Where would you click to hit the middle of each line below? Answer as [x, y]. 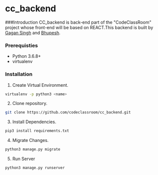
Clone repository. [30, 104]
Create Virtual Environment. [40, 85]
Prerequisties [22, 45]
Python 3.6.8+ [27, 56]
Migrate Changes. [30, 140]
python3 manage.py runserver [35, 168]
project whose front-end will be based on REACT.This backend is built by [79, 27]
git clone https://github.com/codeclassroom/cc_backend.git [68, 112]
